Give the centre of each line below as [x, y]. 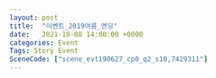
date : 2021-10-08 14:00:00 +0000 [76, 34]
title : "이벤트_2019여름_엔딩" [64, 26]
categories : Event [44, 43]
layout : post [34, 17]
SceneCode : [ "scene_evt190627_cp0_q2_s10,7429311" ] [108, 59]
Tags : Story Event [44, 51]
